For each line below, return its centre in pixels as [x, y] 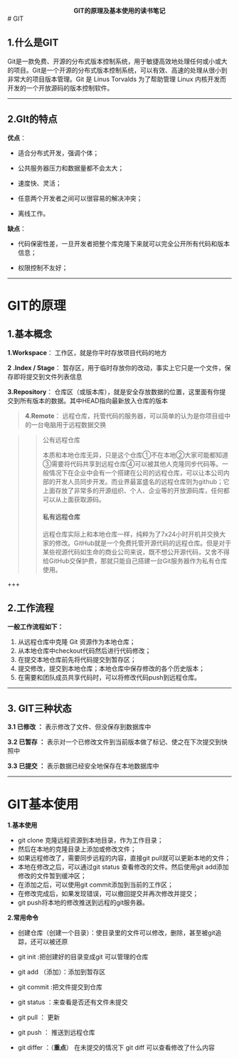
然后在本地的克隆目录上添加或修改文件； [77, 849]
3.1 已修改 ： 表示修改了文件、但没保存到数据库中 [79, 727]
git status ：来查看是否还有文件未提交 [73, 1002]
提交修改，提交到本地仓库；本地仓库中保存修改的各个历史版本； [111, 668]
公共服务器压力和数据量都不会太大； [71, 168]
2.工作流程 [31, 608]
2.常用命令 [23, 918]
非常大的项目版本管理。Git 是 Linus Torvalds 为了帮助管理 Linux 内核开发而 [117, 79]
